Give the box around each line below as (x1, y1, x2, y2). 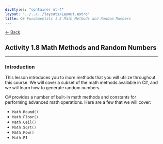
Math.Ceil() (12, 120, 36, 125)
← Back (5, 30, 20, 35)
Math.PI (12, 135, 28, 141)
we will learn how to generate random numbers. (5, 85, 101, 91)
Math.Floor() (12, 115, 39, 120)
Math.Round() (12, 110, 39, 114)
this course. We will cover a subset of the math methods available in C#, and (5, 80, 158, 85)
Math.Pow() (12, 130, 34, 135)
